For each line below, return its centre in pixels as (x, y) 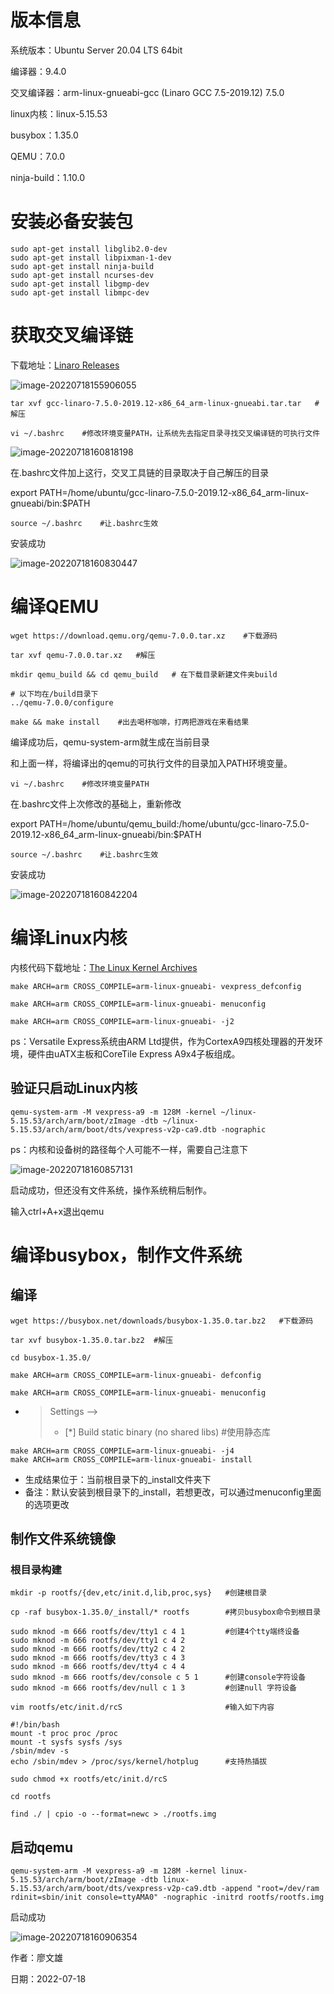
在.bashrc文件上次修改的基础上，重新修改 (96, 803)
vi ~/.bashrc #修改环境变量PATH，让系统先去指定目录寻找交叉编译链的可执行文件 (165, 433)
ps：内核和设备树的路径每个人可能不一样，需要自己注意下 (129, 1149)
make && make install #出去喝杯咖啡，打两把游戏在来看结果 (130, 722)
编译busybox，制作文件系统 (126, 1255)
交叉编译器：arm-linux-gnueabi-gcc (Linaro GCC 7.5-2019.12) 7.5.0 (147, 92)
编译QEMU (55, 607)
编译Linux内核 (69, 937)
